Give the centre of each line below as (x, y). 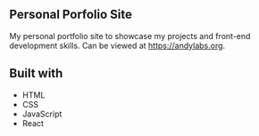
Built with (36, 73)
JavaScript (42, 114)
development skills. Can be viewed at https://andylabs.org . (117, 45)
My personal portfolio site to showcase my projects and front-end (130, 36)
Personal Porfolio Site (71, 15)
